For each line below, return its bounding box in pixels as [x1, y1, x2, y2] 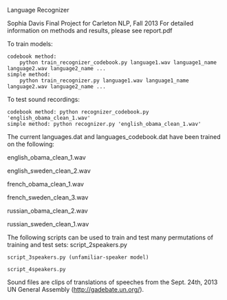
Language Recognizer [7, 6, 70, 14]
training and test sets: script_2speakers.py [7, 241, 127, 248]
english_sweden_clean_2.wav [7, 167, 91, 175]
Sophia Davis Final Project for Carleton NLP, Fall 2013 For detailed [7, 19, 194, 27]
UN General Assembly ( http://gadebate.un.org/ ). [7, 286, 144, 293]
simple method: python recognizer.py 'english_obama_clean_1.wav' [7, 120, 202, 127]
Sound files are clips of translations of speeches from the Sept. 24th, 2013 [7, 278, 218, 286]
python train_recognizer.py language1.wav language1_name [19, 77, 189, 84]
